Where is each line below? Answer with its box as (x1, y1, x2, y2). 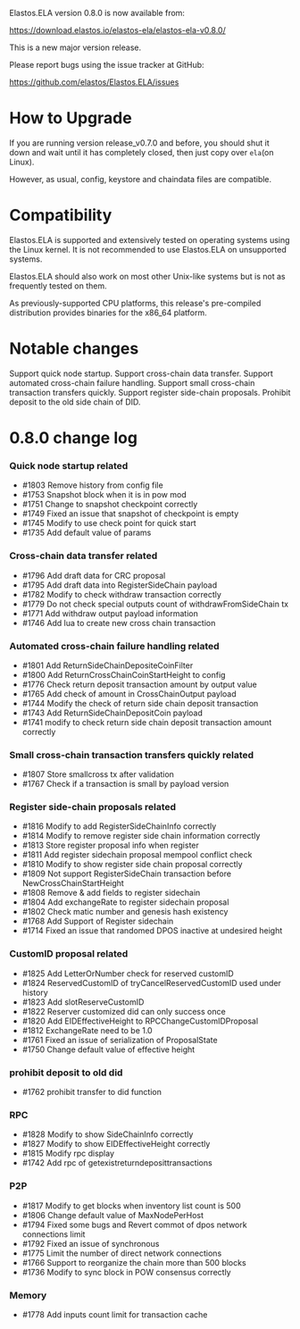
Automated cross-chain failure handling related (9, 639, 221, 652)
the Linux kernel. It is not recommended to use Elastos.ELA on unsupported (9, 244, 287, 255)
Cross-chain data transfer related (9, 549, 158, 562)
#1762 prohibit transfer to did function (21, 1087, 162, 1098)
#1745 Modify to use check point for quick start (21, 518, 196, 529)
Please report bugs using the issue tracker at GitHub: (9, 60, 204, 70)
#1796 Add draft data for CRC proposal (21, 570, 166, 581)
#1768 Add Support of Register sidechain (21, 915, 174, 927)
